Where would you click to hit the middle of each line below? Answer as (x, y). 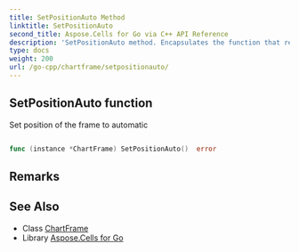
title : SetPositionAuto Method (67, 17)
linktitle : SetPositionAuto (61, 26)
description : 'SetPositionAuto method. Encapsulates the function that (145, 42)
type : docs (29, 51)
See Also (34, 207)
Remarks (35, 176)
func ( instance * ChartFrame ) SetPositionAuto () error (113, 149)
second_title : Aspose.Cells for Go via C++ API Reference (119, 34)
